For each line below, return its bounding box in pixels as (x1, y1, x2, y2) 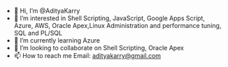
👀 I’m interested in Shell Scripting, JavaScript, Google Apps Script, (13, 14, 205, 22)
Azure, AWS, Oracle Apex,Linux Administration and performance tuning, (13, 22, 222, 29)
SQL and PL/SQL (13, 29, 63, 37)
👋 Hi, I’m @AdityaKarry (13, 7, 80, 15)
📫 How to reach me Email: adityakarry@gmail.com (13, 52, 162, 59)
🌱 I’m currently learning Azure (13, 36, 100, 45)
